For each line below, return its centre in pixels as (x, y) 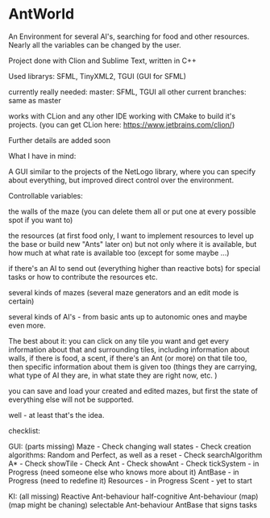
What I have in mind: (42, 156)
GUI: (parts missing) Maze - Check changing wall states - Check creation (130, 446)
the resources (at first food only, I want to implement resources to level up (131, 236)
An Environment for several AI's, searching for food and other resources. (129, 36)
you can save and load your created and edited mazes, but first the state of (133, 391)
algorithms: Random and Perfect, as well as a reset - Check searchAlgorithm (135, 455)
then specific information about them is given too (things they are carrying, (133, 366)
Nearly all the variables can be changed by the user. (95, 44)
